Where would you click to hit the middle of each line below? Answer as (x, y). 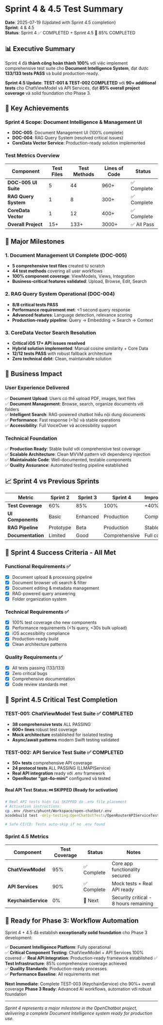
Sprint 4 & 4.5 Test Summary (64, 9)
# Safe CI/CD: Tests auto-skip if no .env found (55, 824)
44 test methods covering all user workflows (57, 271)
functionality (126, 869)
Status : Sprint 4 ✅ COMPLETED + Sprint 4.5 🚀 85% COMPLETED (70, 33)
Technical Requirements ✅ (37, 612)
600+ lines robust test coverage (45, 729)
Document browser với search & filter (49, 582)
